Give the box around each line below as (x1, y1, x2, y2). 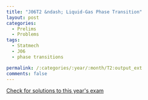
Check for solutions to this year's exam (6, 87, 104, 95)
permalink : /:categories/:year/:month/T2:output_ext (6, 65, 143, 71)
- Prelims (12, 25, 36, 32)
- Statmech (12, 43, 39, 49)
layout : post (6, 15, 39, 21)
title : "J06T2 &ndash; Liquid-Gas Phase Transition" (6, 8, 143, 15)
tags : (6, 37, 20, 43)
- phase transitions (12, 54, 64, 60)
